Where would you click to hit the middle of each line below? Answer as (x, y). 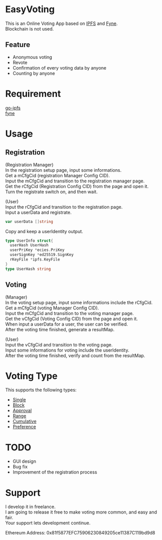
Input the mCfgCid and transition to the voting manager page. (70, 313)
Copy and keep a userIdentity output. (44, 231)
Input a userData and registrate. (39, 212)
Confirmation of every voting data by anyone (59, 68)
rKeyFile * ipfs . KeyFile (35, 260)
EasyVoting (30, 9)
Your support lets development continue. (48, 523)
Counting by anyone (34, 73)
